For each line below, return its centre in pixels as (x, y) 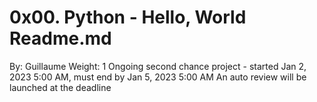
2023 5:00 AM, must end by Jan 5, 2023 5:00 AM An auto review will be (158, 77)
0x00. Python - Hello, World (128, 17)
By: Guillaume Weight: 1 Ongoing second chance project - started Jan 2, (158, 66)
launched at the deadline (60, 87)
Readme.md (60, 38)
